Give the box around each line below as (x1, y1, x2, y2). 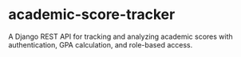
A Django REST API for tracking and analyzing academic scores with (8, 32, 233, 41)
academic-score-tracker (8, 6, 176, 24)
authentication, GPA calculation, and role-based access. (8, 40, 193, 49)
